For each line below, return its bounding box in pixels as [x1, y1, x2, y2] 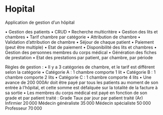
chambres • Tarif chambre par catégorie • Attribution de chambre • [5, 34, 141, 40]
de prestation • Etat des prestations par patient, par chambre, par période [5, 54, 153, 60]
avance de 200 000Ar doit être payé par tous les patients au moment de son [5, 79, 159, 85]
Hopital [5, 3, 35, 15]
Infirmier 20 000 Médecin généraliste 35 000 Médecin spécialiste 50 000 [5, 100, 151, 106]
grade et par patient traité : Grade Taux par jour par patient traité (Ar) [5, 95, 144, 100]
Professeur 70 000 [5, 105, 42, 111]
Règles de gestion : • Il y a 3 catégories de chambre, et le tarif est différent [5, 64, 155, 70]
